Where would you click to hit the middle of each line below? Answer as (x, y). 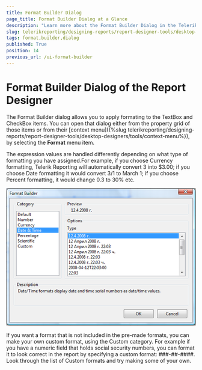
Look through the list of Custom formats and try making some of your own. (99, 360)
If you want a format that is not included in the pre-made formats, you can (98, 335)
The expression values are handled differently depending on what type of (97, 154)
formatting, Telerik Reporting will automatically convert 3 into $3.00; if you (98, 167)
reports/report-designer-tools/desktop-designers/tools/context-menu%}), (98, 136)
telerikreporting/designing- (161, 130)
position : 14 (23, 51)
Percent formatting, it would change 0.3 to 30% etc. (71, 180)
